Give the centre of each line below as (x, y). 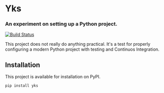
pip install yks (22, 86)
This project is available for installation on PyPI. (53, 77)
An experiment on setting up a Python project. (61, 24)
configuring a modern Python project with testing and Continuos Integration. (82, 49)
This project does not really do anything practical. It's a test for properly (78, 44)
